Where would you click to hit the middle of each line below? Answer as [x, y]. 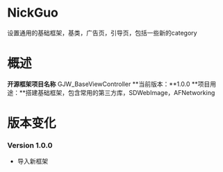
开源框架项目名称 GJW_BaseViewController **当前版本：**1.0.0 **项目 [109, 84]
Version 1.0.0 [30, 145]
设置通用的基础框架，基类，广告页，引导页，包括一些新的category [102, 33]
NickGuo [33, 13]
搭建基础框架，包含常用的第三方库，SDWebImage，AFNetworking [120, 92]
